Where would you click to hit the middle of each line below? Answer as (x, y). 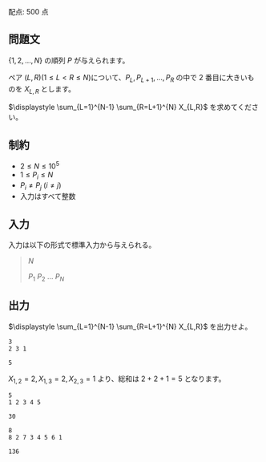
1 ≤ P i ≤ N (36, 175)
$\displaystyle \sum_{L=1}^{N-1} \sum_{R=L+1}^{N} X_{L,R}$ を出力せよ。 (130, 326)
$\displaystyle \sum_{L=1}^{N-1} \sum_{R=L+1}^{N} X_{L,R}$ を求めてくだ (130, 107)
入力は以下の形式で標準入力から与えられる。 (82, 245)
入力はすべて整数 (48, 197)
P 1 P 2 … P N (46, 278)
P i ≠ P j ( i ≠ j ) (40, 186)
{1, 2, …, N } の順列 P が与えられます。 (69, 60)
